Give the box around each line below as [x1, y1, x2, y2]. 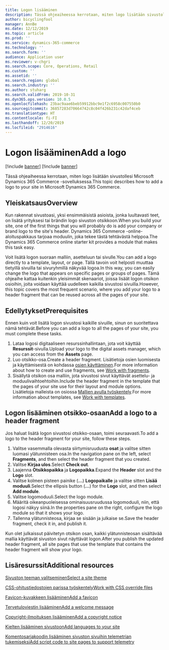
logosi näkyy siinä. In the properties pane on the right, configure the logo [12, 504, 162, 510]
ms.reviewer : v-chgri [5, 59, 51, 64]
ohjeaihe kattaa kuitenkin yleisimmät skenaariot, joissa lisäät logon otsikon [5, 276, 159, 282]
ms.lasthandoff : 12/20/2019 [5, 120, 64, 125]
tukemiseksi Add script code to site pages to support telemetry [5, 638, 135, 645]
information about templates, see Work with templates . [12, 394, 126, 400]
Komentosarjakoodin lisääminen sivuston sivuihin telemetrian [5, 633, 132, 639]
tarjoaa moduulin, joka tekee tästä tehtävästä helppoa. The [37, 234, 158, 240]
